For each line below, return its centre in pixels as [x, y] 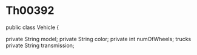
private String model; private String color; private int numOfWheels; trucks [98, 39]
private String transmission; [40, 45]
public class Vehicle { [32, 27]
